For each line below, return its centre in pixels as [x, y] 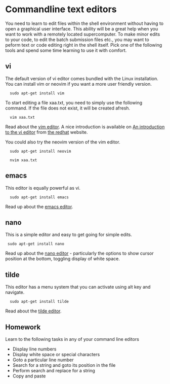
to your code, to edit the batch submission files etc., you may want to [77, 40]
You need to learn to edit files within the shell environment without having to [84, 23]
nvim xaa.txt [24, 160]
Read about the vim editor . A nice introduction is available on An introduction [85, 127]
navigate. [15, 292]
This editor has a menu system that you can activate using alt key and [78, 287]
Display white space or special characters [56, 354]
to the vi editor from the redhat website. [47, 132]
